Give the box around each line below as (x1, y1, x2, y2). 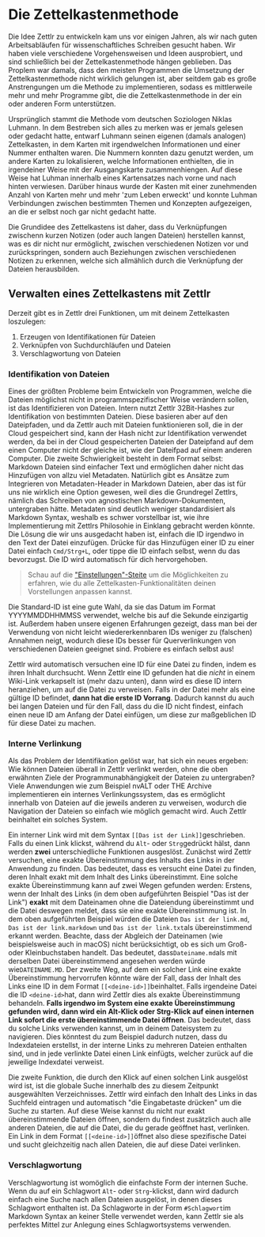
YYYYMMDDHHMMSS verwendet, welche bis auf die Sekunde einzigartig (8, 611, 248, 620)
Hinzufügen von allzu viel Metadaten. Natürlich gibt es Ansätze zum (8, 471, 229, 480)
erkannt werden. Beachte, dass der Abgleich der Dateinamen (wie (8, 932, 223, 941)
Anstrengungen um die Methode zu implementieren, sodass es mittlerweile (8, 82, 253, 92)
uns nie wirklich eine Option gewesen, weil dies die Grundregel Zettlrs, (8, 488, 239, 497)
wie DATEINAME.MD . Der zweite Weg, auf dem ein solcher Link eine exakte (8, 965, 241, 974)
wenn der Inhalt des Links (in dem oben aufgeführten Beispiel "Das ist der (8, 889, 249, 899)
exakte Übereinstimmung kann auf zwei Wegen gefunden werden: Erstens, (8, 881, 252, 890)
